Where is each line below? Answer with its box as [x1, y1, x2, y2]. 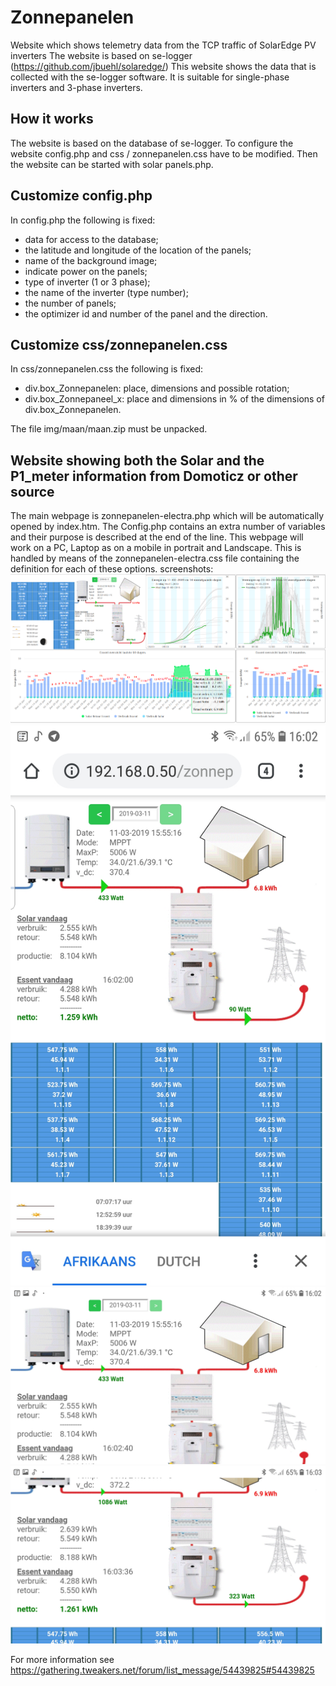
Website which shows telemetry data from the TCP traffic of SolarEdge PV [10, 39, 317, 51]
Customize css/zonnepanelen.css [10, 336, 228, 353]
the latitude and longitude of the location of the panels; [24, 244, 252, 256]
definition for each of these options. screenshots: [10, 563, 214, 575]
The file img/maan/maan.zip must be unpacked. [10, 423, 208, 435]
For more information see [10, 1653, 115, 1665]
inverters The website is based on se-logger [10, 49, 193, 61]
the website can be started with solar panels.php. [10, 158, 214, 170]
